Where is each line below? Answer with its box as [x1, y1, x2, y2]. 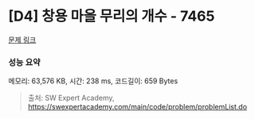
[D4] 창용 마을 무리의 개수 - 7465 [8, 7, 215, 25]
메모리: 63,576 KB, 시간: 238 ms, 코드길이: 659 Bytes [8, 76, 178, 86]
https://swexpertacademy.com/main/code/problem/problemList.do [27, 102, 248, 112]
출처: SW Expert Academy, [27, 93, 115, 103]
